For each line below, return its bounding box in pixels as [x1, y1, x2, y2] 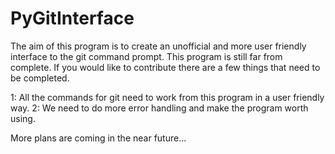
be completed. [10, 72, 70, 84]
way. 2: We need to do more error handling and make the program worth [10, 102, 309, 114]
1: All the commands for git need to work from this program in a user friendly [10, 91, 325, 103]
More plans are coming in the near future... [10, 132, 187, 144]
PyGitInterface [10, 7, 135, 30]
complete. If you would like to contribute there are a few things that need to [10, 61, 321, 73]
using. [10, 112, 36, 124]
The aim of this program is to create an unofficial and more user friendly [10, 40, 307, 52]
